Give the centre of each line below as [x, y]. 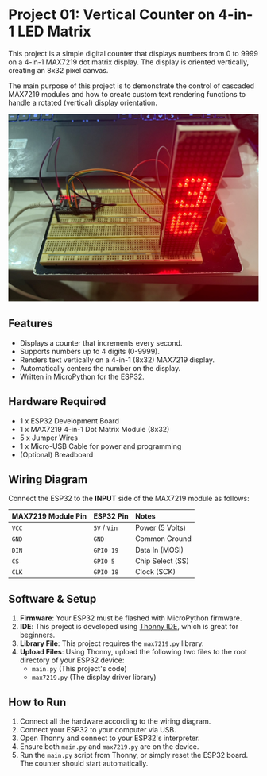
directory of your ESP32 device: [72, 660]
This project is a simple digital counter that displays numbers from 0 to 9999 [133, 53]
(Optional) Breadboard [56, 454]
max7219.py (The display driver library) [94, 678]
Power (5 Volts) [161, 528]
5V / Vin [105, 528]
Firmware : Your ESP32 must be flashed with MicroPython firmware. [131, 618]
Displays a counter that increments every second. [101, 342]
